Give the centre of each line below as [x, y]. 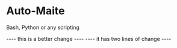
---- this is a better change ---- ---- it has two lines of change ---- [89, 39]
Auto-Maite [36, 11]
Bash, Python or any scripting [43, 27]
